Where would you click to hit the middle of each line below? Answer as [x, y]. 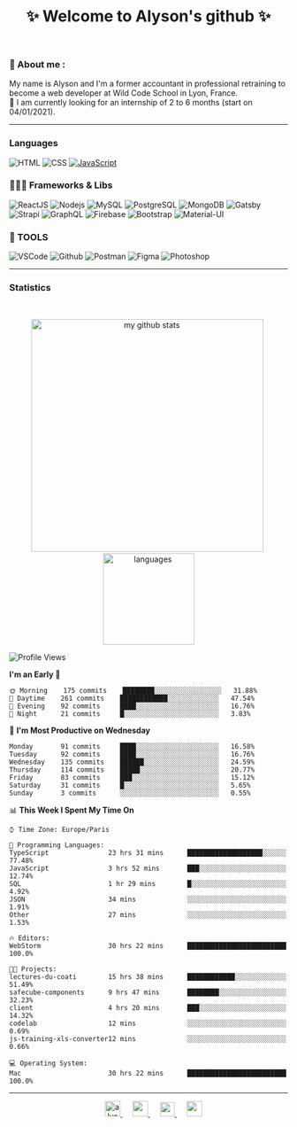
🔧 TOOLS [29, 237]
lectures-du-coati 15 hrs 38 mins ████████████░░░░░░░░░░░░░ [148, 977]
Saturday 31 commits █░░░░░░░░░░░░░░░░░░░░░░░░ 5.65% [130, 786]
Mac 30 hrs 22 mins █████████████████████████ [148, 1074]
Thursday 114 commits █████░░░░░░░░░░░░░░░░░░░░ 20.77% [132, 770]
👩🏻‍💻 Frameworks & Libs [61, 185]
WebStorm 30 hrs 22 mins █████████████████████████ [148, 946]
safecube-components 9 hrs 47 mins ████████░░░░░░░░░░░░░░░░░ [148, 993]
